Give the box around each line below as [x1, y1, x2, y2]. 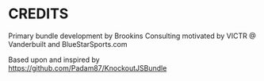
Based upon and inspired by [8, 55, 101, 64]
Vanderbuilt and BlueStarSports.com [8, 39, 128, 48]
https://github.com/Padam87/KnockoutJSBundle [8, 63, 167, 72]
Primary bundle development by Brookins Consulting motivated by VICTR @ [8, 31, 256, 40]
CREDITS [8, 5, 69, 23]
